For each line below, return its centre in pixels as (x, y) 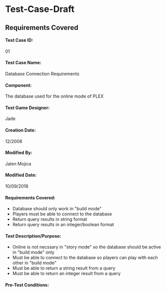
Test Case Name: (23, 63)
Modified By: (19, 152)
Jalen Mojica (18, 163)
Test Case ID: (19, 40)
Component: (18, 85)
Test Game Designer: (27, 108)
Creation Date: (21, 130)
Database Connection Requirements (42, 74)
